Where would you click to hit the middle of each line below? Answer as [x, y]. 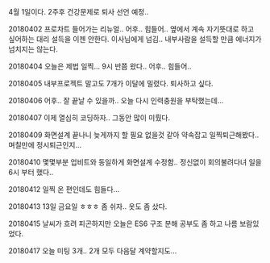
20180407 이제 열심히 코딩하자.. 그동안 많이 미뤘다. [89, 118]
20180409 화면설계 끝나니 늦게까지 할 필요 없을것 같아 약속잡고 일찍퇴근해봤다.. [134, 135]
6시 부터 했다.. [31, 172]
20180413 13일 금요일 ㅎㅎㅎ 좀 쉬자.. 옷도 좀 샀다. [88, 207]
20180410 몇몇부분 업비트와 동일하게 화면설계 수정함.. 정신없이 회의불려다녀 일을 [135, 162]
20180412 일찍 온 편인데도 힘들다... [64, 189]
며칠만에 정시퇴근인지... [45, 145]
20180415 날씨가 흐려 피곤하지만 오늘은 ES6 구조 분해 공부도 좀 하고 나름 [123, 223]
